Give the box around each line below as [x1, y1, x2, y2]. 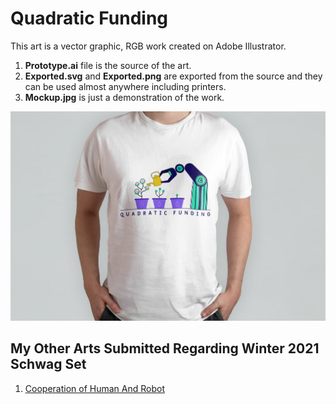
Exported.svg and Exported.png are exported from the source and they [24, 70, 323, 82]
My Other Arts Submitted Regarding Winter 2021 [10, 340, 320, 357]
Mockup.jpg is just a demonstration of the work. [24, 91, 225, 103]
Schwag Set [10, 356, 87, 373]
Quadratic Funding [10, 7, 169, 30]
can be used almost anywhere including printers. [24, 80, 227, 92]
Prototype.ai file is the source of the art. [24, 59, 192, 71]
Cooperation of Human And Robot [24, 382, 165, 394]
